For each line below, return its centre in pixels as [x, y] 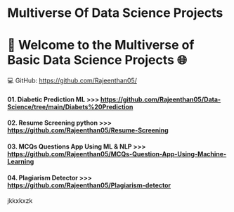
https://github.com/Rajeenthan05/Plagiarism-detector [89, 185]
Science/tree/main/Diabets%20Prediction [70, 106]
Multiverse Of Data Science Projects [115, 13]
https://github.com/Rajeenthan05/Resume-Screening [88, 130]
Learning [21, 161]
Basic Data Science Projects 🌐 [97, 60]
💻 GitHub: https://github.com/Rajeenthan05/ [72, 81]
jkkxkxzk [20, 201]
